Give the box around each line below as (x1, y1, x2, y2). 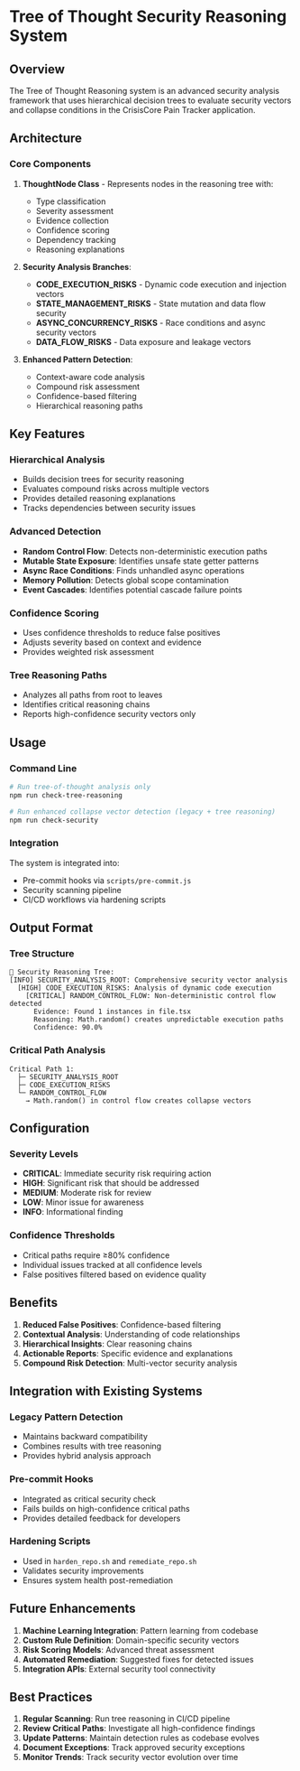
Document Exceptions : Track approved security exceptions (22, 1742, 246, 1753)
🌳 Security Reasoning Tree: (9, 968, 115, 977)
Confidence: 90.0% (32, 1023, 103, 1032)
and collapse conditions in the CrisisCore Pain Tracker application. (9, 105, 256, 115)
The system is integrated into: (9, 857, 120, 868)
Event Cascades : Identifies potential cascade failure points (22, 584, 243, 595)
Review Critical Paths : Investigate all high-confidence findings (22, 1723, 256, 1734)
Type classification (35, 196, 106, 207)
